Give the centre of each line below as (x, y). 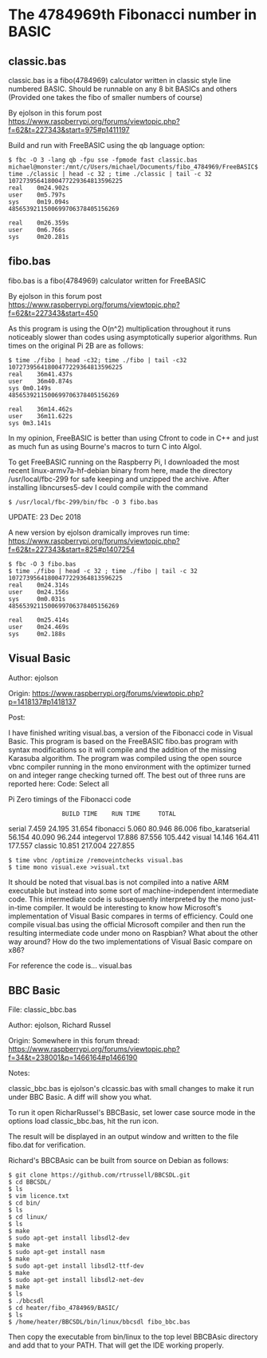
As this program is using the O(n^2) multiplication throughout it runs (120, 329)
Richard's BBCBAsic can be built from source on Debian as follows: (119, 1161)
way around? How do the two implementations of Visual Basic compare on (130, 942)
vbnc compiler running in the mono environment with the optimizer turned (130, 767)
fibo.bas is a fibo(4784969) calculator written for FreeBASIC (107, 281)
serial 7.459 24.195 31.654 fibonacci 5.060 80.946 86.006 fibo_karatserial (129, 828)
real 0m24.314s (39, 585)
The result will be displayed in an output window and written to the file (124, 1137)
